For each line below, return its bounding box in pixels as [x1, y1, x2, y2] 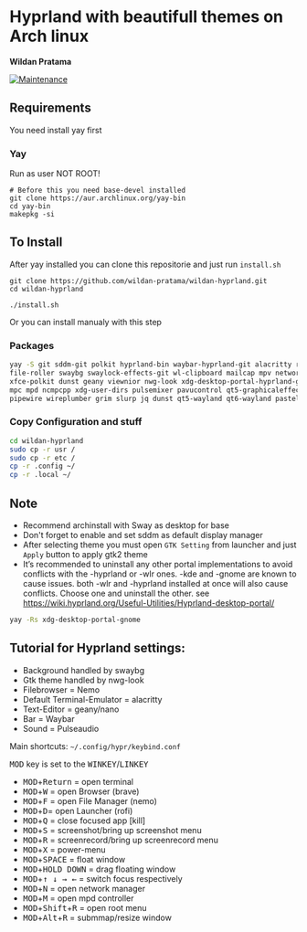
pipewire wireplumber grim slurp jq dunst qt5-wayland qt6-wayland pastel [9, 394, 301, 403]
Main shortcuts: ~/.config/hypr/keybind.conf [9, 740, 181, 751]
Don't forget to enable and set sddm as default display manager [22, 530, 263, 541]
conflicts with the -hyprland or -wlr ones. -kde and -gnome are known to [22, 568, 297, 579]
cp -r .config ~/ [9, 461, 76, 471]
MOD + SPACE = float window [22, 853, 126, 864]
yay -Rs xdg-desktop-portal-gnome [9, 615, 142, 625]
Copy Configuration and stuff [9, 416, 143, 429]
